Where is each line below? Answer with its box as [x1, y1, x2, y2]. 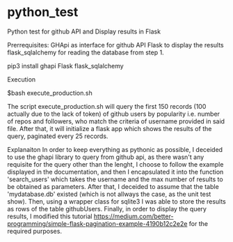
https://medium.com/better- [93, 212, 174, 220]
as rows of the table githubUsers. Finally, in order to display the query [7, 204, 207, 213]
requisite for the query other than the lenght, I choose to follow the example [7, 160, 224, 168]
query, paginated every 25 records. [7, 132, 109, 140]
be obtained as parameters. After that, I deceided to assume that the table [7, 182, 219, 190]
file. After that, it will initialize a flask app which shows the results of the [7, 124, 212, 133]
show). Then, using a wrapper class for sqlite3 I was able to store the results [7, 197, 226, 206]
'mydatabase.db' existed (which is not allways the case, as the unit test [7, 190, 211, 198]
